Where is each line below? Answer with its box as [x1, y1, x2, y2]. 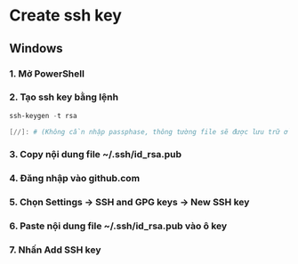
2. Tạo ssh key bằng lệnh [9, 91, 118, 103]
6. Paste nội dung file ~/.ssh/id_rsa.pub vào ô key [9, 220, 228, 232]
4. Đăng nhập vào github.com [9, 172, 141, 185]
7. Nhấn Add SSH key [9, 244, 101, 256]
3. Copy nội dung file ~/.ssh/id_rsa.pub [9, 148, 182, 161]
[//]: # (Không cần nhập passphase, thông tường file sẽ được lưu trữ [9, 127, 280, 136]
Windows [9, 41, 63, 56]
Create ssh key [9, 5, 123, 26]
